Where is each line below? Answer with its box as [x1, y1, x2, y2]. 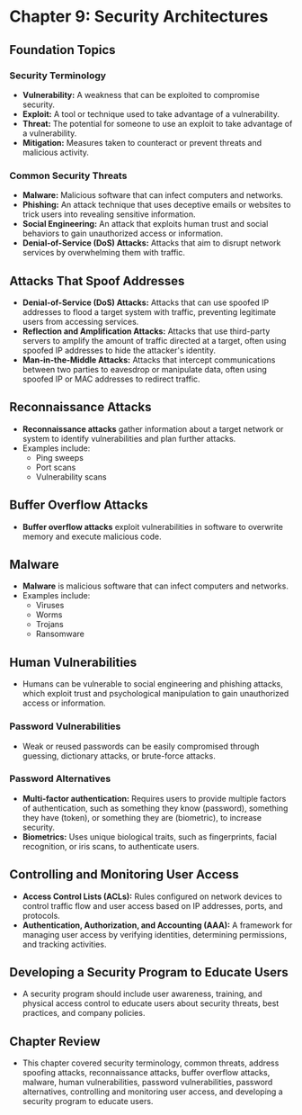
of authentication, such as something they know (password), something [22, 803, 289, 814]
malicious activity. [22, 147, 90, 157]
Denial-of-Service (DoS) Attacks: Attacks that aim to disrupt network [22, 238, 281, 248]
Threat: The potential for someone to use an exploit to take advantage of [22, 118, 293, 129]
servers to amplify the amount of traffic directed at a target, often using [22, 335, 287, 346]
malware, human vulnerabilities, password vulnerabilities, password [22, 1077, 273, 1088]
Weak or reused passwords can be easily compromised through [22, 741, 260, 751]
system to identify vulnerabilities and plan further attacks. [22, 433, 236, 444]
